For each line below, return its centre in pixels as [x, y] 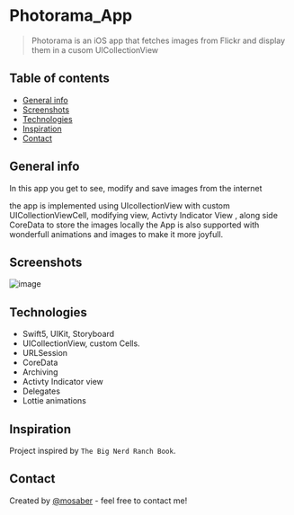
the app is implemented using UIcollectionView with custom [120, 205]
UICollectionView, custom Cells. [81, 343]
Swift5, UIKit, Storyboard [68, 334]
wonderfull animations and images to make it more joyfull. [116, 234]
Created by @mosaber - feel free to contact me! [98, 501]
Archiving [40, 372]
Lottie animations [54, 401]
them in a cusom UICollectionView [95, 49]
